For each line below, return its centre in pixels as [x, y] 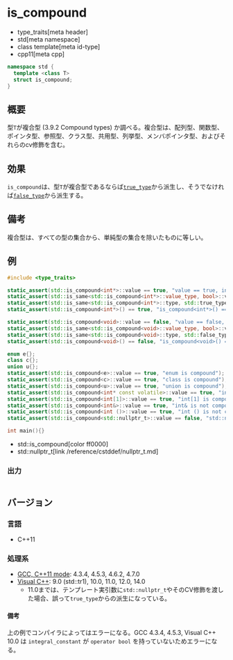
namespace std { [31, 67]
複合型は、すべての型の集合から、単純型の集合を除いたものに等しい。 [107, 237]
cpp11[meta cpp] [41, 54]
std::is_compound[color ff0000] [63, 444]
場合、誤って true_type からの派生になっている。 [102, 598]
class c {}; [23, 361]
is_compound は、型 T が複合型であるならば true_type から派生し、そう [104, 187]
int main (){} [26, 431]
